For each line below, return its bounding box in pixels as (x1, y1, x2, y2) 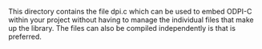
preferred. (8, 32, 42, 41)
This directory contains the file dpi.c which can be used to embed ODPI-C (8, 7, 252, 16)
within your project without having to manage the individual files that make (8, 15, 254, 24)
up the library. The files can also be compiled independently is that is (8, 24, 236, 32)
